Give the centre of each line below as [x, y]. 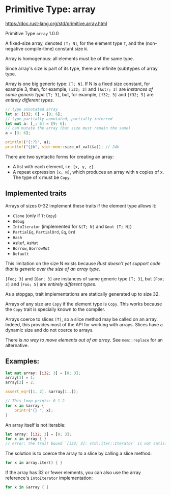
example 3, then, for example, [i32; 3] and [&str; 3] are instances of [79, 89]
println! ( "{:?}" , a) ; [28, 142]
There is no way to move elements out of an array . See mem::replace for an [84, 340]
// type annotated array [32, 109]
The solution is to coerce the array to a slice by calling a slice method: [78, 453]
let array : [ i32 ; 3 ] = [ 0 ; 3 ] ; [38, 434]
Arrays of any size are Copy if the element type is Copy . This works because [84, 304]
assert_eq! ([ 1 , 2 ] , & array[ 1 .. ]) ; [42, 392]
